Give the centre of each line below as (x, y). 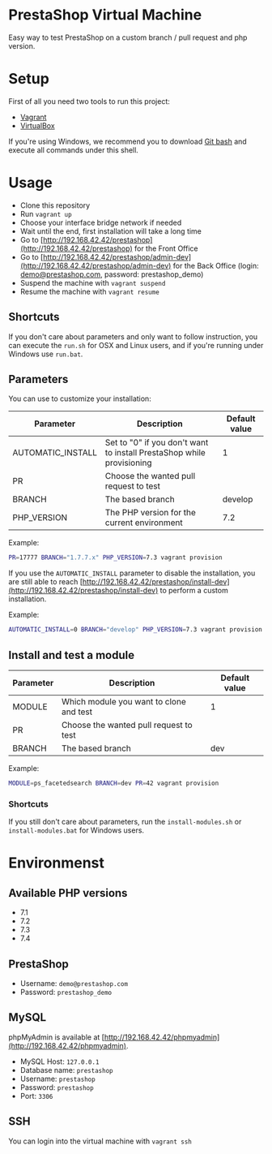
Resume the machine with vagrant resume (89, 291)
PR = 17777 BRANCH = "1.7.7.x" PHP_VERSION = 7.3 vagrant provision (115, 558)
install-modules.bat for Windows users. (76, 830)
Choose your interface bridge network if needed (101, 222)
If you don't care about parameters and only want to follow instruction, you (133, 336)
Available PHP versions (68, 893)
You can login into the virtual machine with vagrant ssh (100, 1141)
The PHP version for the (151, 513)
